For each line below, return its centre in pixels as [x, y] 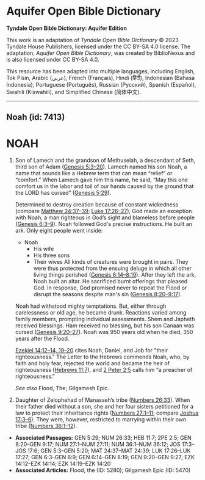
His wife [44, 249]
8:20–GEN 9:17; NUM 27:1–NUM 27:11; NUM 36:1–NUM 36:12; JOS [98, 445]
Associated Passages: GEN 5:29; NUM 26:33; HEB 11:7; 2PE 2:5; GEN [103, 438]
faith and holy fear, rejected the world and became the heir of [92, 363]
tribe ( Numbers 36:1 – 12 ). [46, 426]
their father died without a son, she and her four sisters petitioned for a [104, 407]
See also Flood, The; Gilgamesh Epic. [62, 388]
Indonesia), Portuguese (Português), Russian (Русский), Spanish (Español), [101, 84]
